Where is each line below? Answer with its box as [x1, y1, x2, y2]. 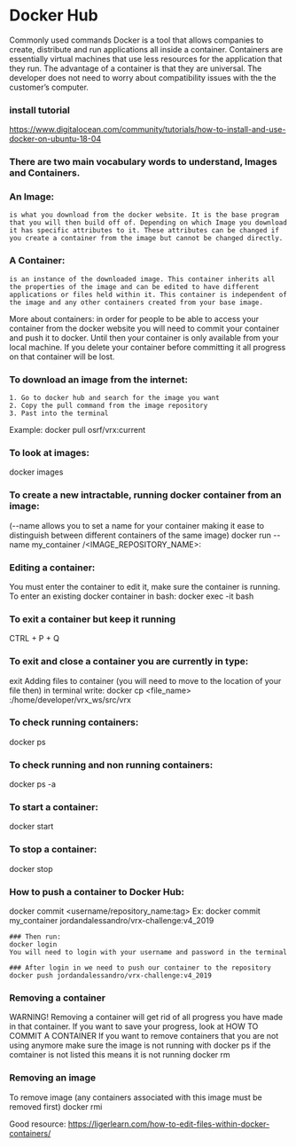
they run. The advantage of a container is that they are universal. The [9, 63, 262, 74]
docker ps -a [9, 779, 56, 790]
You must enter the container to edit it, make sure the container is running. [9, 581, 281, 592]
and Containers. [9, 167, 81, 179]
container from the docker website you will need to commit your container [9, 323, 280, 334]
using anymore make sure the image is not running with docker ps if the [9, 1040, 271, 1051]
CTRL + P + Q [9, 633, 60, 644]
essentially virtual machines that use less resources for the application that [9, 53, 283, 64]
